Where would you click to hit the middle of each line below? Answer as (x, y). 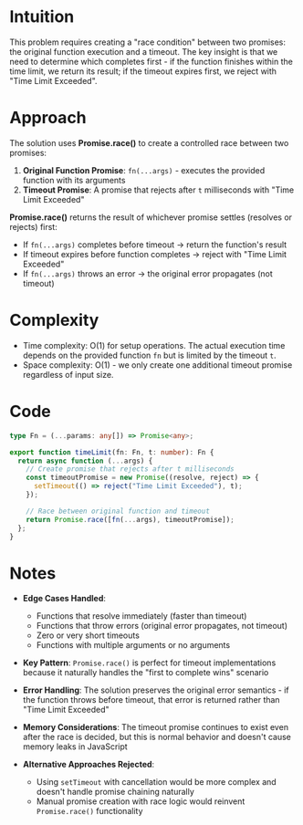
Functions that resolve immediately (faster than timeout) (141, 616)
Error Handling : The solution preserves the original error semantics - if (156, 690)
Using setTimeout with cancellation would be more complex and (156, 782)
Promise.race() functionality (89, 811)
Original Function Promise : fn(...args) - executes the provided (144, 170)
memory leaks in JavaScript (75, 747)
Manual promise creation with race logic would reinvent (141, 801)
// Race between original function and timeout (118, 511)
